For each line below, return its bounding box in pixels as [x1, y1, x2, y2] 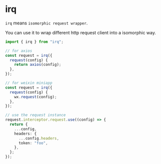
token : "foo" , [18, 141, 48, 146]
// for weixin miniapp [5, 81, 52, 86]
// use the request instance [5, 113, 66, 118]
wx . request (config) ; [14, 94, 57, 99]
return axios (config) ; [14, 62, 61, 67]
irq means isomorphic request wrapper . [5, 20, 88, 26]
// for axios [5, 48, 32, 53]
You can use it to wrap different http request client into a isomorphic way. [5, 29, 156, 35]
